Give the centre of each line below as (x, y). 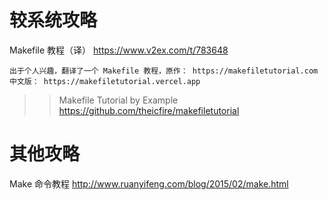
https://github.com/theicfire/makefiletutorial (149, 110)
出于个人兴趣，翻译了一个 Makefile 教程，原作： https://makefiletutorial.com (164, 71)
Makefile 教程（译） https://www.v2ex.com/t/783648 (119, 50)
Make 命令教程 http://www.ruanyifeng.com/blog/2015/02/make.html (149, 183)
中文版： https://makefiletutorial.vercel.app (105, 81)
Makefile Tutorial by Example (118, 100)
